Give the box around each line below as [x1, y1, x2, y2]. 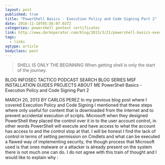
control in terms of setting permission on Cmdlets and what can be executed [5, 133, 160, 139]
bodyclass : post [5, 48, 38, 53]
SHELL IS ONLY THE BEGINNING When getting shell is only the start [17, 62, 156, 68]
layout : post [5, 7, 32, 12]
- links [9, 39, 26, 44]
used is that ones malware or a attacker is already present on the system [5, 144, 152, 150]
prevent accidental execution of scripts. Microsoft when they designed [5, 112, 148, 118]
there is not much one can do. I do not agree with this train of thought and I [5, 149, 157, 155]
